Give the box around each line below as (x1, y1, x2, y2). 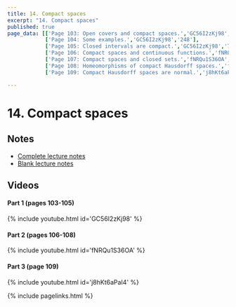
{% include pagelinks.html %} (7, 292, 93, 300)
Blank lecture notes (17, 159, 74, 168)
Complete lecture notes (17, 151, 86, 160)
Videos (7, 179, 39, 191)
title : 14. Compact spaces (7, 10, 86, 18)
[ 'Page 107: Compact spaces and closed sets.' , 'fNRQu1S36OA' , (44, 56, 231, 63)
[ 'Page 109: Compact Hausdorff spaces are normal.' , (44, 69, 202, 76)
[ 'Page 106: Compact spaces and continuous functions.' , (44, 50, 216, 57)
